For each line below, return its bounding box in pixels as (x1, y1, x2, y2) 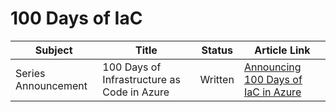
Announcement (15, 78, 88, 92)
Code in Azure (102, 85, 170, 99)
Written (199, 72, 235, 86)
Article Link (254, 43, 311, 57)
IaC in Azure (243, 85, 302, 99)
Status (201, 43, 233, 57)
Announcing (243, 60, 302, 74)
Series (15, 66, 46, 80)
